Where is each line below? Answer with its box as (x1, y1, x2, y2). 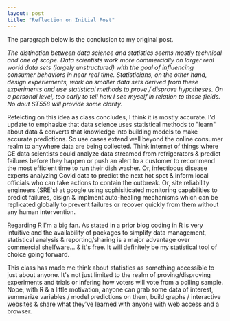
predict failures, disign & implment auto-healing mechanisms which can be (7, 193, 218, 201)
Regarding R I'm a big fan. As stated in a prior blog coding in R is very (7, 221, 204, 229)
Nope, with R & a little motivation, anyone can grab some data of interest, (7, 285, 214, 294)
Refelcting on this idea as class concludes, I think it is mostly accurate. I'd (7, 112, 216, 121)
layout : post (7, 10, 45, 17)
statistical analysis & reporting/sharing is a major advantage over (7, 235, 191, 243)
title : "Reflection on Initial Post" (7, 16, 115, 23)
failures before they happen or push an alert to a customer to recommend (7, 156, 215, 165)
